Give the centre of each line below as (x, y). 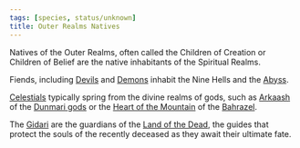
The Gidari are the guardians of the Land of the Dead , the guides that (139, 124)
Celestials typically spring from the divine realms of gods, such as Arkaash (150, 97)
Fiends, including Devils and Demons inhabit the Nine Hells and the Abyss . (149, 79)
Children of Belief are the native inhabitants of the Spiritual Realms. (135, 62)
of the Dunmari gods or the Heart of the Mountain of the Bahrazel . (134, 106)
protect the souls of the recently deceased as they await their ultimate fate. (150, 133)
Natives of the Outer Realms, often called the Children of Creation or (138, 52)
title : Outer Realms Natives (65, 26)
